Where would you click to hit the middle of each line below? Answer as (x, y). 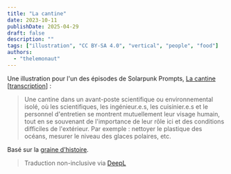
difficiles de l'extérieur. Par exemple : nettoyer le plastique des (113, 128)
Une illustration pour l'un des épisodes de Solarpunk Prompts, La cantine (112, 78)
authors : (20, 53)
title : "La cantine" (37, 14)
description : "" (31, 40)
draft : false (26, 33)
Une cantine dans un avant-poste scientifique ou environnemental (119, 99)
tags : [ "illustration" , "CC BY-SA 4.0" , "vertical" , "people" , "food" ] (113, 46)
